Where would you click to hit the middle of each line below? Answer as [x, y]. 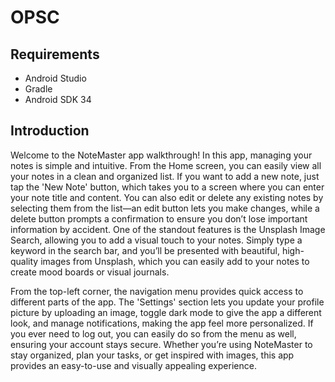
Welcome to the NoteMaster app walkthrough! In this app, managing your [161, 155]
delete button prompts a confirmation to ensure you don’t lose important [159, 218]
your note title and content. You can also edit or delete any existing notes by [167, 197]
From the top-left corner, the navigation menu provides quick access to [157, 291]
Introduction [50, 131]
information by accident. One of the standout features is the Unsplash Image [168, 229]
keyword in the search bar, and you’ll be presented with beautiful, [145, 250]
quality [24, 261]
